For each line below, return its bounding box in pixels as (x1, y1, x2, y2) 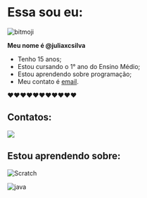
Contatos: (7, 111, 52, 123)
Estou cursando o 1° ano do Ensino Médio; (17, 62, 141, 70)
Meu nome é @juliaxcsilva (7, 41, 86, 49)
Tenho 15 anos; (17, 54, 62, 63)
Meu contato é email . (17, 77, 79, 85)
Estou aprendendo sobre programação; (17, 70, 132, 78)
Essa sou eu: (7, 4, 83, 20)
